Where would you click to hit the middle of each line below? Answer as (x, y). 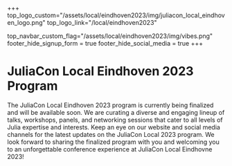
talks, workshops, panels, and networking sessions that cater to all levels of (115, 120)
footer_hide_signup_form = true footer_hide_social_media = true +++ (105, 43)
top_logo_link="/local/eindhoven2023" (102, 22)
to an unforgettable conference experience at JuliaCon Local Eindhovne (110, 149)
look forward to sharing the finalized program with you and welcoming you (114, 142)
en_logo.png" (27, 22)
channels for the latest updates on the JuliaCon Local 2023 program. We (111, 134)
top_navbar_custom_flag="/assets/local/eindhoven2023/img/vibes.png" (110, 36)
